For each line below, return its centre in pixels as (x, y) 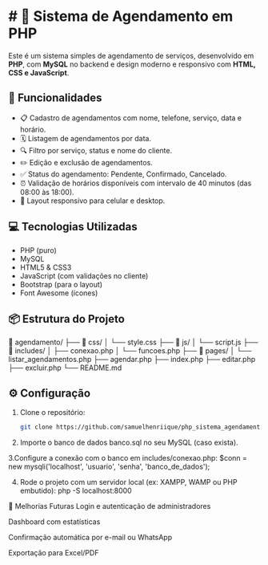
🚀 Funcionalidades (55, 98)
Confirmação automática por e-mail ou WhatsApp (90, 538)
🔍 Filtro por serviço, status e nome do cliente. (96, 150)
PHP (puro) (38, 250)
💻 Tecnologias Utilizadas (73, 227)
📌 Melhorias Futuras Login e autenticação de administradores (110, 506)
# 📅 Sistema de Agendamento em (121, 16)
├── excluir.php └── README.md (65, 368)
